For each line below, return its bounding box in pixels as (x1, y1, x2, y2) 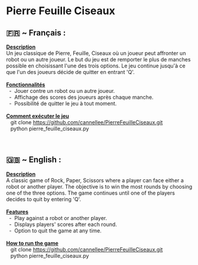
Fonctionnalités (6, 81, 46, 88)
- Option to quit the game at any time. (8, 227, 102, 234)
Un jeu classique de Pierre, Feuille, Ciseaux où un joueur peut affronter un (6, 50, 186, 57)
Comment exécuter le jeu (6, 112, 69, 119)
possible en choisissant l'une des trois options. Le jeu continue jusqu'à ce (6, 62, 186, 69)
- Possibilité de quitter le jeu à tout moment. (8, 100, 117, 107)
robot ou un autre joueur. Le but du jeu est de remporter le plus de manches (6, 56, 191, 63)
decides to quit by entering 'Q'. (6, 195, 82, 202)
